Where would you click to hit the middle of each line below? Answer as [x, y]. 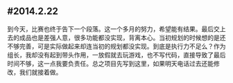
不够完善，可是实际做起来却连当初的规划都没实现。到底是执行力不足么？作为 [116, 46]
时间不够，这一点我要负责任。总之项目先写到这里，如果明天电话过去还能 [110, 63]
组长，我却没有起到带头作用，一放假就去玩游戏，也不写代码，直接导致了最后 [116, 55]
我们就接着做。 [41, 72]
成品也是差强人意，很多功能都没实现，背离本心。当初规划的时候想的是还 [122, 37]
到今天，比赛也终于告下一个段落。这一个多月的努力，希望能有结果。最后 [110, 29]
